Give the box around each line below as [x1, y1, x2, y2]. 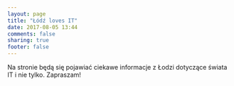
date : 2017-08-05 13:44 [7, 23, 78, 31]
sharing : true [7, 37, 50, 44]
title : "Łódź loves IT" [7, 17, 78, 24]
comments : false [7, 30, 55, 38]
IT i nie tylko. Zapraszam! [7, 70, 82, 79]
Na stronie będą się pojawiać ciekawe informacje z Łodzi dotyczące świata [7, 63, 228, 71]
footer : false [7, 43, 50, 50]
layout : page [7, 10, 46, 18]
